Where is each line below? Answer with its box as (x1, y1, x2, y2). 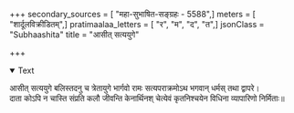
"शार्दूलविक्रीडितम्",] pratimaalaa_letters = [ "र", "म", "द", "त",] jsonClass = (9, 19, 265, 29)
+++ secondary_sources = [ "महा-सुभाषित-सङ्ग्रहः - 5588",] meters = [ (9, 9, 256, 19)
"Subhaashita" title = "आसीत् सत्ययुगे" (9, 29, 140, 40)
